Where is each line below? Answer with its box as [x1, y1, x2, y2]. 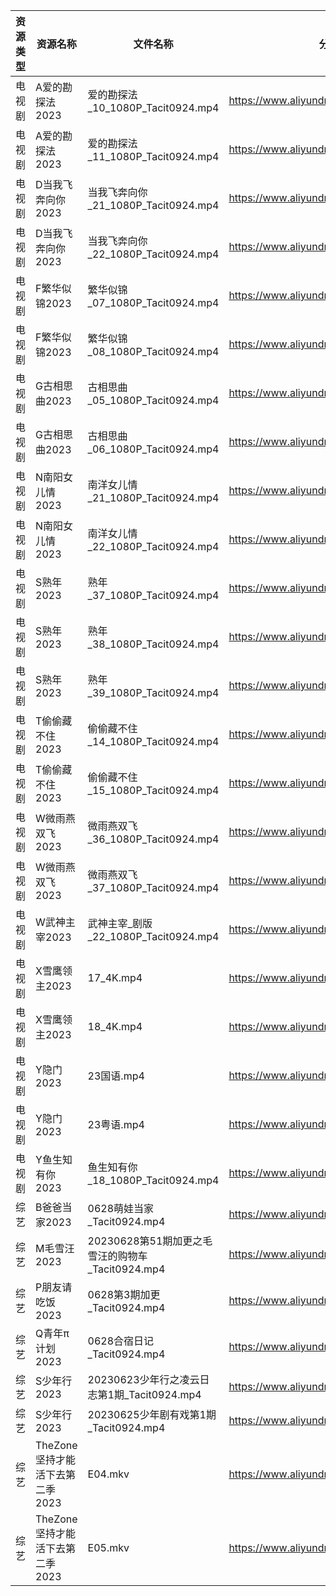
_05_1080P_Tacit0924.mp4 [87, 394, 220, 407]
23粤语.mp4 [87, 1118, 145, 1131]
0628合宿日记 [87, 1334, 155, 1348]
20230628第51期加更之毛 [87, 1234, 213, 1248]
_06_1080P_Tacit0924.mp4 [87, 442, 220, 456]
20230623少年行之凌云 [87, 1373, 200, 1386]
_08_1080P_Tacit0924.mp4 [87, 345, 220, 358]
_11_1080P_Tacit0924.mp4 [87, 150, 220, 163]
